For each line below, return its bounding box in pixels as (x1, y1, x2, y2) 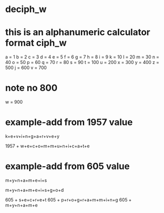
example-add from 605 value (5, 161, 130, 172)
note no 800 (5, 82, 58, 94)
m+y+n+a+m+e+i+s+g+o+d (5, 187, 64, 193)
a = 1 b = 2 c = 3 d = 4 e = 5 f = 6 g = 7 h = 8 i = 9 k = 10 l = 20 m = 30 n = (5, 54, 159, 60)
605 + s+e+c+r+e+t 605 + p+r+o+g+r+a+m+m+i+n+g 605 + (5, 196, 132, 202)
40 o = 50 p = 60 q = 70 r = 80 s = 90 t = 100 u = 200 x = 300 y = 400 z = (5, 59, 159, 65)
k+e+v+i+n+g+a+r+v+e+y (5, 133, 60, 139)
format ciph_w (5, 37, 67, 49)
